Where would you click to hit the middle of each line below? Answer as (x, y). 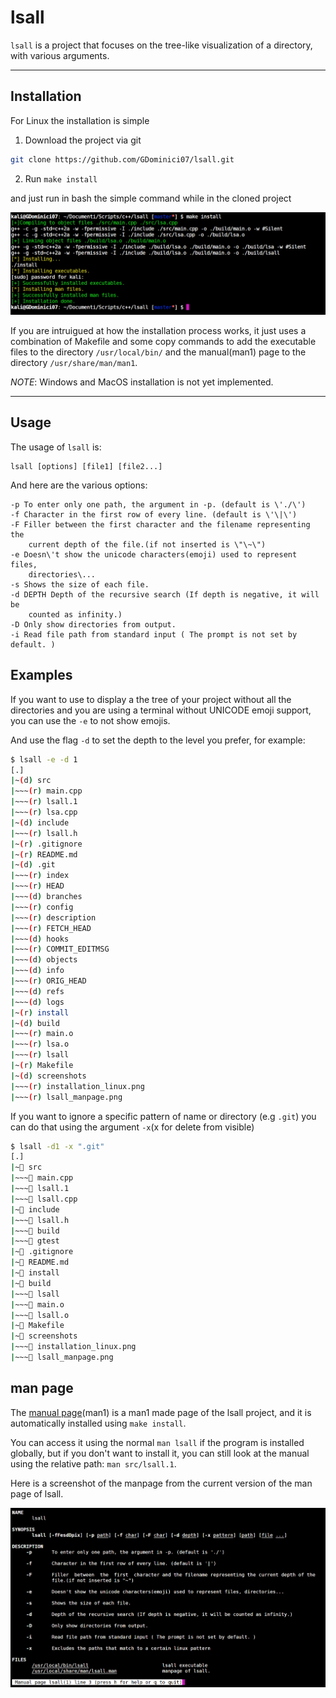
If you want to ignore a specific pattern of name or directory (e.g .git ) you (163, 1116)
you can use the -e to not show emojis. (90, 720)
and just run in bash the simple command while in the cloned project (151, 198)
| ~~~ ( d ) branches (46, 897)
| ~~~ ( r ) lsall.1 (44, 802)
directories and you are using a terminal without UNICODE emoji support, (161, 710)
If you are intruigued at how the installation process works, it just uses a (158, 331)
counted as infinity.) (75, 614)
